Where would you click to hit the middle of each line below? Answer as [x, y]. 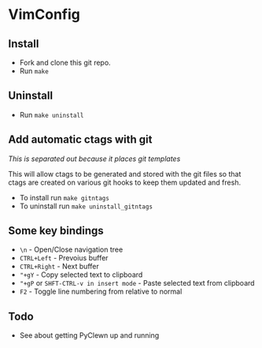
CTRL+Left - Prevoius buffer [64, 258]
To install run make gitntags [65, 197]
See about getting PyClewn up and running [89, 335]
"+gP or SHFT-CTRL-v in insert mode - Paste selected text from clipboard [137, 283]
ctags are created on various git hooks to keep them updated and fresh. [125, 182]
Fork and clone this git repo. [65, 62]
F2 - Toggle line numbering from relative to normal [101, 292]
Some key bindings [56, 231]
